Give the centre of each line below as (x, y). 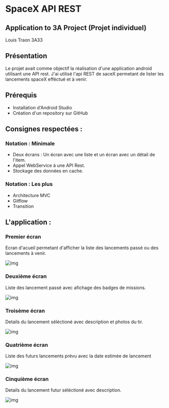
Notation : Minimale (30, 143)
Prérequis (21, 95)
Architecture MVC (31, 195)
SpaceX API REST (43, 9)
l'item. (19, 160)
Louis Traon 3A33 (24, 40)
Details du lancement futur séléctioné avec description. (63, 390)
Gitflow (20, 201)
